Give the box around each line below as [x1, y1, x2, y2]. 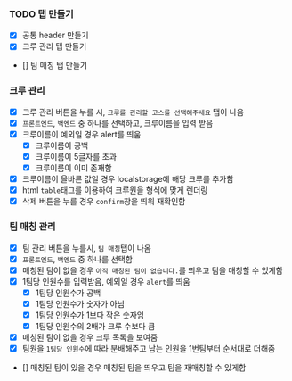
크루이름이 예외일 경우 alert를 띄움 [21, 128, 142, 139]
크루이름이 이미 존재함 [35, 162, 113, 173]
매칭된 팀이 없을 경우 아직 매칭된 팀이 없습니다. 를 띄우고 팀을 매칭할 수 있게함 [21, 265, 283, 276]
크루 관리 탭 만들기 [21, 41, 87, 52]
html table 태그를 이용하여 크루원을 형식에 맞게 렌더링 [21, 185, 208, 195]
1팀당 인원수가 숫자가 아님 [35, 298, 125, 309]
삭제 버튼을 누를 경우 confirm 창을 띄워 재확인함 [21, 196, 186, 207]
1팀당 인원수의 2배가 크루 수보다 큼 [35, 321, 156, 332]
